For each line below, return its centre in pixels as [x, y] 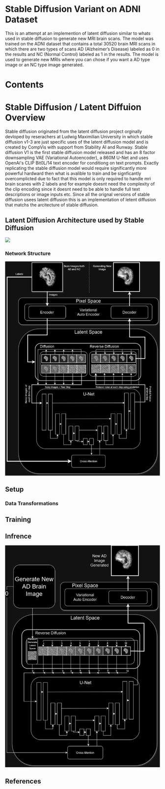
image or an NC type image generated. [44, 65]
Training [18, 519]
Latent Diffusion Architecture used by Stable [75, 220]
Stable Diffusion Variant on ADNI [73, 9]
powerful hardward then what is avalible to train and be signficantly [73, 173]
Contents [25, 85]
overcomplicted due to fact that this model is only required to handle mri [78, 179]
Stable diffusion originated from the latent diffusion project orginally [74, 131]
